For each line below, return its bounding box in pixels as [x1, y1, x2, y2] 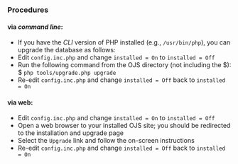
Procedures [7, 5, 48, 15]
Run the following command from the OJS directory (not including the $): [17, 61, 232, 69]
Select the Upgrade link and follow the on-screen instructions [17, 136, 195, 145]
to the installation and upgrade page [17, 129, 124, 137]
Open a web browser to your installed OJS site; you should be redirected [17, 122, 231, 130]
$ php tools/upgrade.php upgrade [17, 69, 117, 77]
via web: [7, 98, 33, 107]
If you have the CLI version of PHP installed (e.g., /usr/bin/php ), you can [17, 38, 231, 47]
